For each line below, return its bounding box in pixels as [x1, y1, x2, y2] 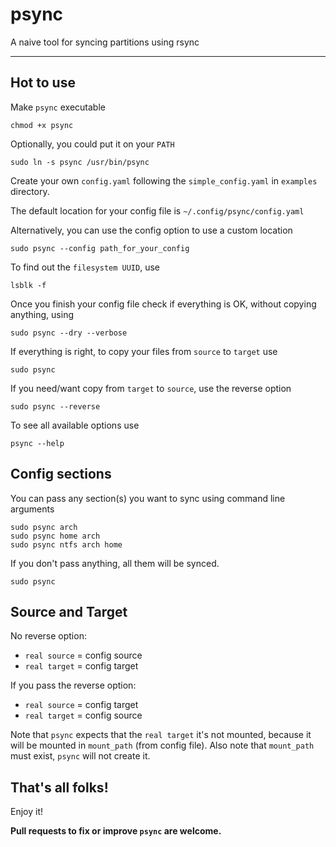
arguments [10, 503, 55, 515]
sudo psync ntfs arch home [10, 539, 123, 550]
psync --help [10, 438, 65, 448]
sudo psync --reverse [10, 401, 101, 412]
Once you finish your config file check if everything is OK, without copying [10, 298, 317, 310]
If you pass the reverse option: [10, 679, 137, 692]
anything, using [10, 308, 74, 320]
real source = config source [24, 649, 143, 662]
